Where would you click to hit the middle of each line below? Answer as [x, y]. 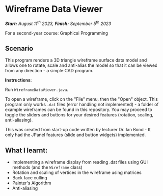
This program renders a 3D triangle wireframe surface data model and [76, 60]
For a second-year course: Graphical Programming [56, 33]
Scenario [19, 48]
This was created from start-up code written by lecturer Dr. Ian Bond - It [78, 130]
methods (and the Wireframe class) [47, 168]
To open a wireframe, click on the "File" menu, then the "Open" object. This [81, 99]
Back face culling [30, 178]
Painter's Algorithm [32, 183]
